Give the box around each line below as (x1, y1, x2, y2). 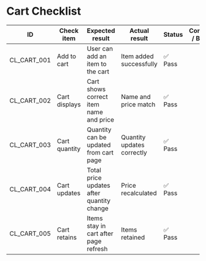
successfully (121, 59, 158, 68)
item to (86, 59, 107, 68)
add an (86, 52, 107, 61)
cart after (86, 229, 113, 238)
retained (121, 233, 145, 241)
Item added (121, 52, 154, 61)
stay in (86, 221, 106, 230)
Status (163, 30, 183, 39)
